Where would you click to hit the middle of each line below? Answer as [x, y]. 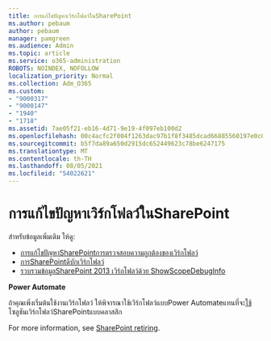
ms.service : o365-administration [65, 61]
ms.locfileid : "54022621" [52, 174]
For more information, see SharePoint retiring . [84, 327]
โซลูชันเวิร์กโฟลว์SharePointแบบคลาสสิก [65, 311]
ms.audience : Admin [41, 46]
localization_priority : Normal [61, 76]
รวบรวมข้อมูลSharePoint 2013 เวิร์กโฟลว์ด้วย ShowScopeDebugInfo [123, 271]
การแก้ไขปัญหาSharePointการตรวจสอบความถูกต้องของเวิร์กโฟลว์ [109, 252]
